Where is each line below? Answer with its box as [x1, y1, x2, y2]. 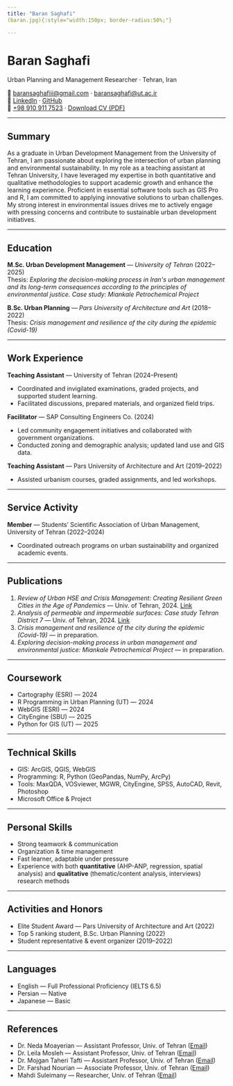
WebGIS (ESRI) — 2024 [17, 705, 85, 713]
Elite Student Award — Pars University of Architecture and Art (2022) [17, 922, 215, 930]
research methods [17, 877, 70, 885]
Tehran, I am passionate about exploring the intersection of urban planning [7, 156, 221, 165]
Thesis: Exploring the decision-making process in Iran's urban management [7, 275, 225, 284]
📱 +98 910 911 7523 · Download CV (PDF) [7, 104, 126, 112]
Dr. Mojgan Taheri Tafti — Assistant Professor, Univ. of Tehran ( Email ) [17, 1056, 216, 1064]
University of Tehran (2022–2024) [7, 528, 105, 536]
